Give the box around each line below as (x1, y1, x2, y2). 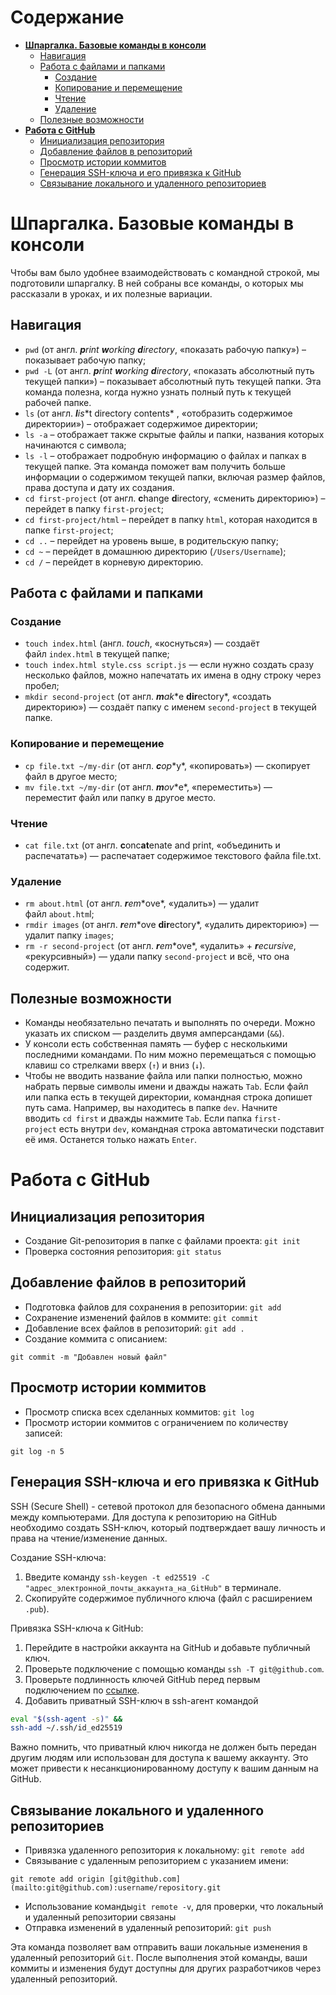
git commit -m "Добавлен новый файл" (10, 1352, 168, 1362)
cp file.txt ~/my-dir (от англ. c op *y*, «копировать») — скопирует (24, 759, 311, 771)
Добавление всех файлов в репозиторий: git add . (24, 1322, 245, 1334)
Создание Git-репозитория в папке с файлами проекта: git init (24, 1235, 301, 1247)
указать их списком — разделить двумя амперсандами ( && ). (24, 1027, 285, 1040)
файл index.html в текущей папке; (24, 648, 170, 660)
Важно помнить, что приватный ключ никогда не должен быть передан (10, 1741, 317, 1753)
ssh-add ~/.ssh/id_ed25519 (10, 1723, 123, 1733)
